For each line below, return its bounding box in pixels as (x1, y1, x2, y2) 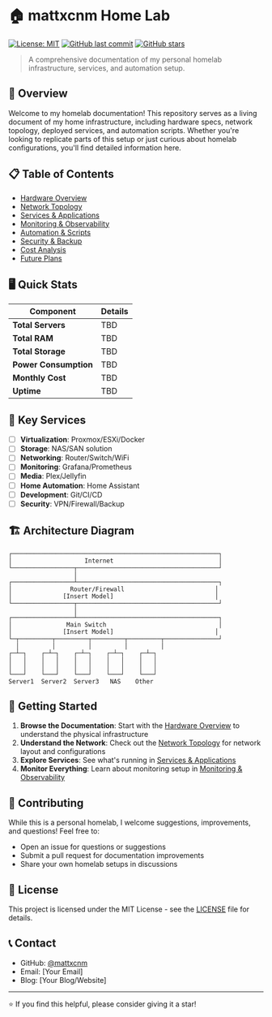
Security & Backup (19, 236, 83, 246)
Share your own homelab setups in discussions (19, 860, 178, 869)
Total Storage (12, 346, 66, 357)
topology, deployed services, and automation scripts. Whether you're (8, 125, 240, 135)
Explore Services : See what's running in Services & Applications (19, 756, 236, 765)
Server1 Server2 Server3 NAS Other (8, 677, 154, 686)
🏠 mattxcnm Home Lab (8, 6, 171, 25)
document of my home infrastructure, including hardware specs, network (8, 117, 253, 127)
